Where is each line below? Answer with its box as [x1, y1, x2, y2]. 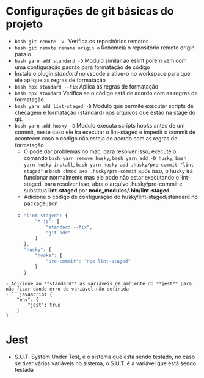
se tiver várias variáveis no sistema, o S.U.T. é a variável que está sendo [14, 359, 197, 367]
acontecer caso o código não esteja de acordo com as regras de [14, 134, 178, 142]
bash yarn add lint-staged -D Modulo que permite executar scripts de [14, 102, 194, 109]
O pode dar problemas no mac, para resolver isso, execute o [23, 148, 177, 155]
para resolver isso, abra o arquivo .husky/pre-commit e [44, 180, 183, 187]
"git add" [45, 230, 71, 236]
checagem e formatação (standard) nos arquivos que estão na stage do [14, 109, 196, 116]
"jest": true [27, 302, 61, 308]
